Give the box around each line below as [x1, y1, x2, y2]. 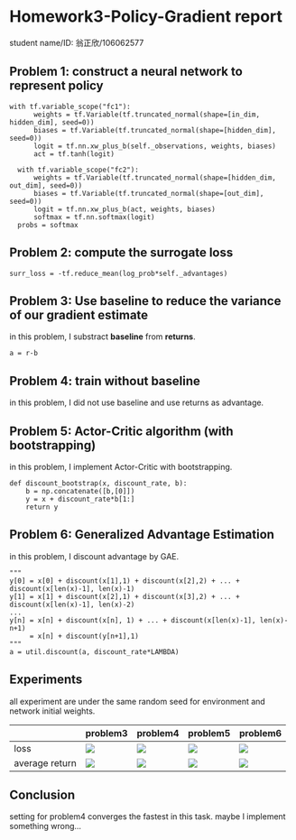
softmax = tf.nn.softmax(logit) [32, 212, 155, 222]
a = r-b [9, 349, 39, 358]
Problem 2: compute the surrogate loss [9, 245, 234, 261]
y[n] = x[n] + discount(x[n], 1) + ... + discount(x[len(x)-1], [9, 615, 256, 624]
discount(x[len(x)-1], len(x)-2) [9, 600, 135, 609]
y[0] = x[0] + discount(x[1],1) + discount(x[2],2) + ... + [9, 576, 241, 586]
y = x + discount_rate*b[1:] [25, 494, 135, 503]
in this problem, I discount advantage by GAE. [9, 550, 180, 561]
